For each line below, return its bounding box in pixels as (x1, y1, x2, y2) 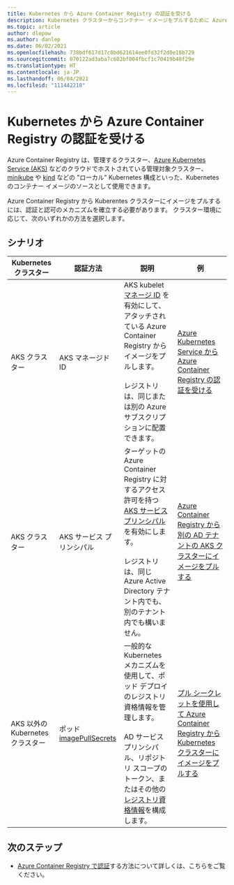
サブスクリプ (124, 413, 166, 422)
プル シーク (177, 689, 214, 698)
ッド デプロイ (124, 682, 169, 691)
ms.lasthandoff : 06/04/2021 (7, 75, 89, 82)
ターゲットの (124, 446, 166, 456)
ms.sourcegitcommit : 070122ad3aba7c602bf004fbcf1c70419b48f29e (7, 56, 195, 63)
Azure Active (124, 576, 166, 585)
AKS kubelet (124, 280, 164, 290)
